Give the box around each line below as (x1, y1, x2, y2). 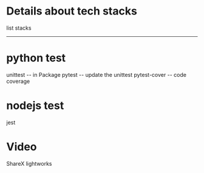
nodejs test (6, 99, 64, 113)
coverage (6, 77, 30, 85)
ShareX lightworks (6, 160, 53, 167)
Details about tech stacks (6, 4, 138, 18)
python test (6, 51, 66, 65)
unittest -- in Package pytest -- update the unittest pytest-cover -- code (6, 71, 187, 78)
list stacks (6, 24, 32, 31)
